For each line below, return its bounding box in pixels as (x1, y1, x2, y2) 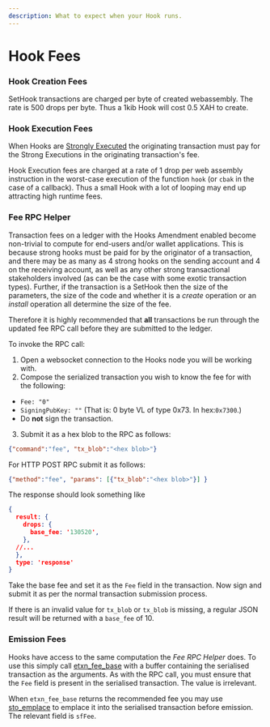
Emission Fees (8, 634, 66, 645)
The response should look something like (8, 490, 146, 499)
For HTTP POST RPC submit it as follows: (8, 460, 146, 469)
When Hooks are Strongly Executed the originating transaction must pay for (8, 141, 260, 151)
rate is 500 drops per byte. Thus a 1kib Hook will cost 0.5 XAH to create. (8, 103, 249, 113)
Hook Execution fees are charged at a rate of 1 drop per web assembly (8, 165, 243, 175)
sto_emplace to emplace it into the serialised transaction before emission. (8, 702, 253, 712)
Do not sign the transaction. (19, 413, 114, 423)
